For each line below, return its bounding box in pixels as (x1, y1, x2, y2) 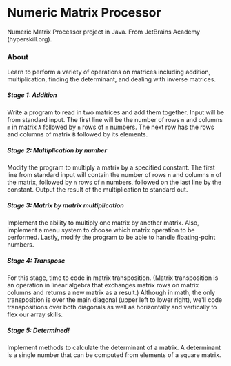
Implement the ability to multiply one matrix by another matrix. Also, (7, 218, 199, 227)
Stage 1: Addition (7, 91, 57, 99)
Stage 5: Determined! (7, 326, 70, 334)
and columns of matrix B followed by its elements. (7, 130, 148, 139)
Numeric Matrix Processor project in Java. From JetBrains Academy (7, 28, 201, 36)
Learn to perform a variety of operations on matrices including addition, (7, 68, 211, 77)
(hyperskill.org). (7, 34, 52, 43)
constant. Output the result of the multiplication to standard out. (7, 185, 188, 194)
